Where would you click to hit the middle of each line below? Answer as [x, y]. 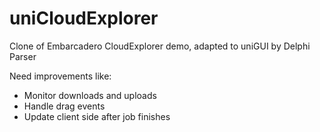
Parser [23, 56]
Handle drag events [64, 106]
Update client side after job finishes [97, 116]
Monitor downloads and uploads [90, 95]
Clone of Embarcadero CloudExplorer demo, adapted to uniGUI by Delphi [160, 46]
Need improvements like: [60, 76]
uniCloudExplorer [84, 18]
